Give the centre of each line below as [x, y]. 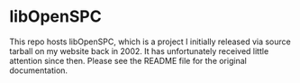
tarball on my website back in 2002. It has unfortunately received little [139, 51]
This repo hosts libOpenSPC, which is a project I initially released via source [150, 41]
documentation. [39, 70]
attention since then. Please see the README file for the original [128, 60]
